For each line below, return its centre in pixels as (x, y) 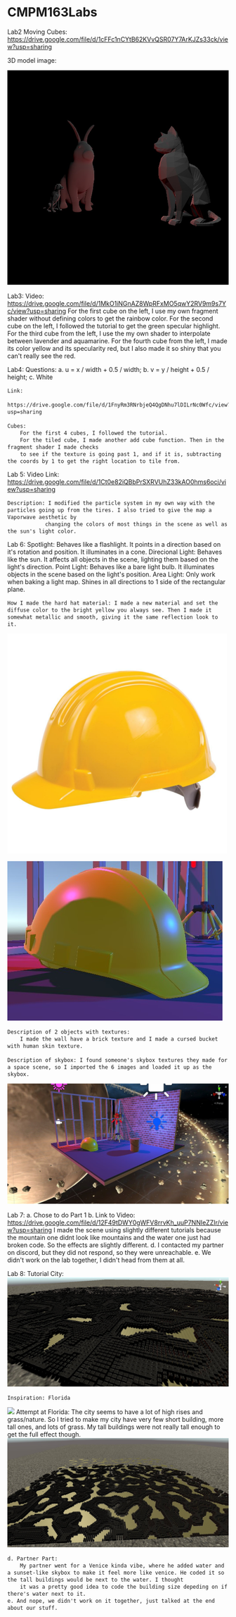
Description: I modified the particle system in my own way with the (111, 503)
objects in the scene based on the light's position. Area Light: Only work (111, 574)
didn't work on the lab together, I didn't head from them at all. (96, 1260)
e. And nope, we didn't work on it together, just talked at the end (111, 1601)
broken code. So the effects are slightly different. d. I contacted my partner (116, 1245)
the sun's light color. (42, 531)
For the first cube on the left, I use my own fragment (143, 311)
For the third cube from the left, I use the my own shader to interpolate (109, 333)
